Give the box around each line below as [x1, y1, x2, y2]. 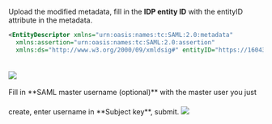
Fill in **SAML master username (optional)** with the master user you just [8, 87, 257, 97]
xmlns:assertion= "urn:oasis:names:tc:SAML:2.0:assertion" [15, 38, 216, 47]
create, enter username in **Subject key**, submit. [8, 106, 180, 116]
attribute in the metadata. [8, 15, 93, 25]
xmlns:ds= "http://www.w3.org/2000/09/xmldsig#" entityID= [15, 46, 216, 54]
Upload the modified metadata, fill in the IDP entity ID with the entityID [8, 7, 244, 16]
